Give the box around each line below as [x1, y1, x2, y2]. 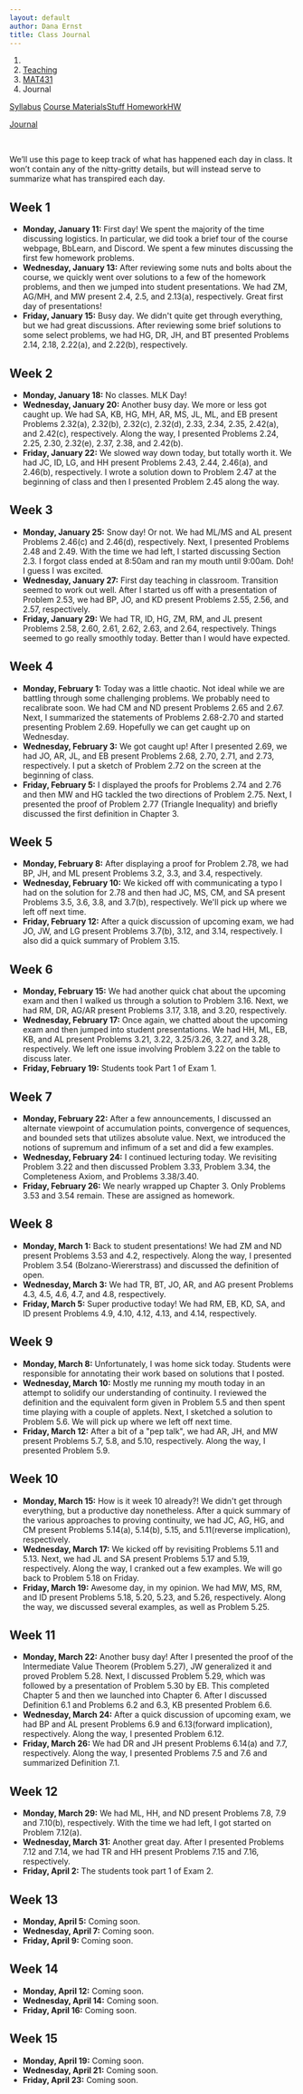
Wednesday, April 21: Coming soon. [22, 2064, 158, 2076]
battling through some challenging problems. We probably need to [22, 693, 270, 703]
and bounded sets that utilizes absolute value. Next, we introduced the [22, 1132, 287, 1143]
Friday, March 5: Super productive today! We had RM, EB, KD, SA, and [22, 1298, 286, 1309]
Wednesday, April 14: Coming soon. [22, 1995, 159, 2006]
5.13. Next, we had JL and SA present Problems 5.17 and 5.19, [22, 1553, 251, 1564]
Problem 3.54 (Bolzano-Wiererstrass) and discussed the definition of [22, 1259, 279, 1270]
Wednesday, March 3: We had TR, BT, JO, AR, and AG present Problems [22, 1279, 294, 1290]
